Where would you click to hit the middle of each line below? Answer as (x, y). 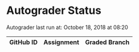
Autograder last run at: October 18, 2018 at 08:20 (67, 27)
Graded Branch (107, 42)
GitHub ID (24, 42)
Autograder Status (54, 11)
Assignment (61, 42)
